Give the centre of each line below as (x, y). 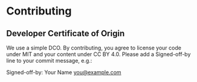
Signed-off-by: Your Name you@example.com (64, 72)
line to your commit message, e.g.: (49, 61)
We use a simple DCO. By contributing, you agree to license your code (94, 48)
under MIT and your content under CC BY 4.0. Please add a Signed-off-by (98, 54)
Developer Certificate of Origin (66, 33)
